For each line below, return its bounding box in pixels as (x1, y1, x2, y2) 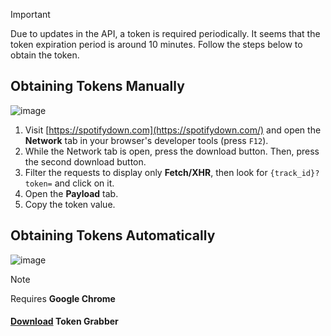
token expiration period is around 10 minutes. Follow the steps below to (10, 39, 303, 50)
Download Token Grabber (10, 315, 119, 328)
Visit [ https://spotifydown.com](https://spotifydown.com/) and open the (24, 124, 322, 136)
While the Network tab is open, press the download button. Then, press (24, 145, 320, 157)
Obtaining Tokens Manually (10, 78, 185, 95)
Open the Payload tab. (24, 187, 119, 199)
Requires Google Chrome (10, 292, 116, 304)
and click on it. (54, 177, 115, 189)
